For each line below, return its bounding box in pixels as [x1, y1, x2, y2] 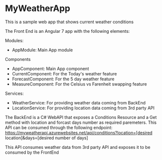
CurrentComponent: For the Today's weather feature [12, 71, 117, 76]
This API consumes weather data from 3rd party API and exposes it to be [5, 144, 151, 150]
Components [5, 56, 31, 62]
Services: [5, 90, 24, 96]
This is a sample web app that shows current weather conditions [5, 19, 134, 25]
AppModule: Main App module [12, 47, 73, 53]
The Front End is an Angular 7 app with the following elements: [5, 28, 130, 34]
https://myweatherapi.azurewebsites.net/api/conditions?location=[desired [5, 130, 153, 135]
